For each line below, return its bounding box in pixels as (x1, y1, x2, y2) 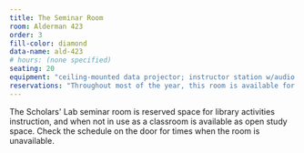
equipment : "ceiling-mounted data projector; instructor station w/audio (9, 73, 296, 82)
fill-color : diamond (9, 38, 88, 48)
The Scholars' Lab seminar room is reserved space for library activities (9, 106, 276, 117)
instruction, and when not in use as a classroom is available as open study (9, 116, 289, 127)
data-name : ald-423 (9, 47, 84, 56)
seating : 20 (9, 65, 55, 74)
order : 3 (9, 30, 43, 39)
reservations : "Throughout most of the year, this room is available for (9, 81, 296, 90)
